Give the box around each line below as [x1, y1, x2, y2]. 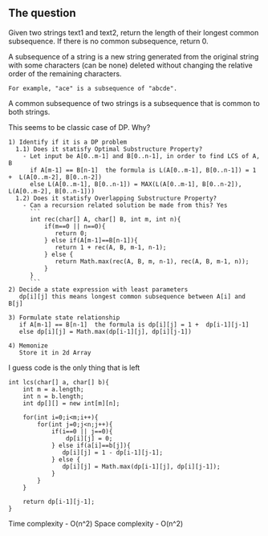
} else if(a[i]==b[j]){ [51, 441, 131, 449]
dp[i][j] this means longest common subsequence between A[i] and [18, 292, 246, 300]
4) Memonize [8, 341, 48, 350]
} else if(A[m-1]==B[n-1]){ [43, 236, 138, 244]
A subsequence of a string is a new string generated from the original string [8, 51, 259, 61]
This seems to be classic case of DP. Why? [8, 122, 151, 132]
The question [8, 6, 76, 20]
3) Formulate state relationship [8, 313, 120, 322]
